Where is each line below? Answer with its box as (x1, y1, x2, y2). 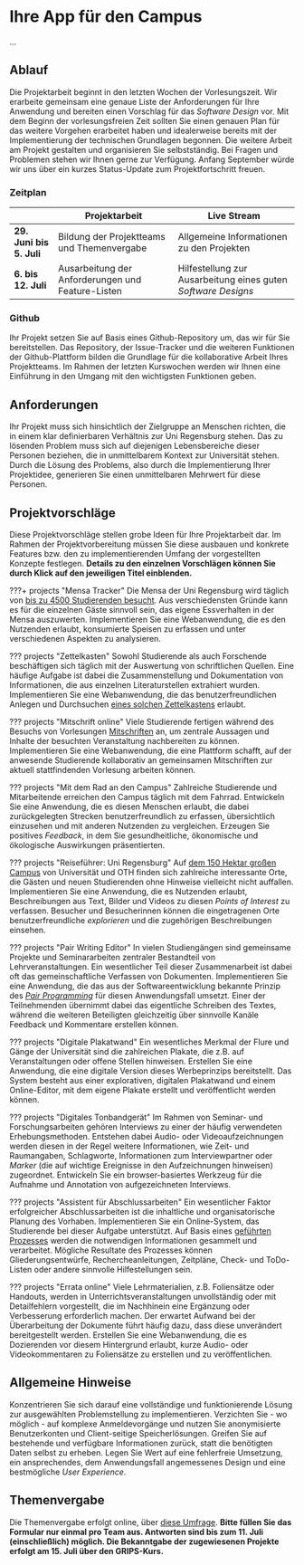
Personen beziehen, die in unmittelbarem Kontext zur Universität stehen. (9, 450, 280, 461)
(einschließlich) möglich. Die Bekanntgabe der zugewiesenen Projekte (9, 1536, 280, 1547)
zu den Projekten (177, 242, 251, 254)
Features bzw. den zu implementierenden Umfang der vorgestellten (9, 548, 261, 558)
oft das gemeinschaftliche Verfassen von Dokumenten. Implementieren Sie (9, 970, 288, 981)
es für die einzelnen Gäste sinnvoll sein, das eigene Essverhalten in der (9, 604, 275, 615)
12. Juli (14, 279, 47, 291)
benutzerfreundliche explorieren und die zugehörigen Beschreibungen (9, 914, 272, 925)
